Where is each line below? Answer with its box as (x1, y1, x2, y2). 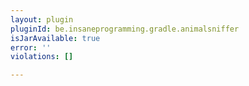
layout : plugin (10, 14, 74, 25)
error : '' (10, 42, 52, 53)
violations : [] (10, 52, 74, 62)
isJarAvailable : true (10, 33, 101, 43)
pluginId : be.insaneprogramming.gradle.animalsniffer (10, 24, 240, 34)
